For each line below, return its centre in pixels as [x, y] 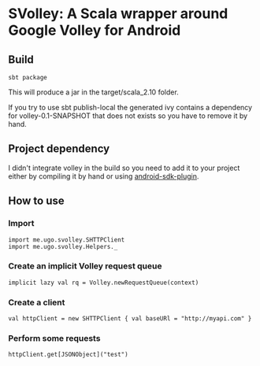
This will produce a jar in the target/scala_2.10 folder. [93, 92]
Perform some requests [54, 338]
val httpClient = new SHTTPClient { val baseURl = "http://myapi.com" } [130, 319]
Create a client [37, 302]
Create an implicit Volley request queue [85, 266]
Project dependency [59, 149]
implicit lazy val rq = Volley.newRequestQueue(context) [104, 283]
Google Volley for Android [95, 30]
